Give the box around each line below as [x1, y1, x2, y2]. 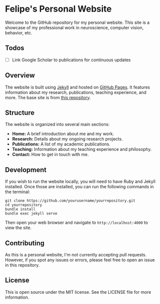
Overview [5, 72, 35, 80]
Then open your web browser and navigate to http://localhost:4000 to [5, 220, 148, 226]
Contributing [5, 239, 45, 247]
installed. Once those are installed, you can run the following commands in [5, 184, 154, 190]
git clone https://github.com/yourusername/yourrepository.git [5, 198, 136, 203]
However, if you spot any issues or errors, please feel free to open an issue [5, 257, 155, 263]
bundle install [5, 207, 36, 212]
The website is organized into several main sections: [5, 122, 110, 127]
